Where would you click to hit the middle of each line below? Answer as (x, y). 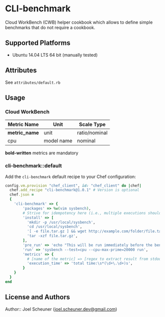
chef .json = (22, 195)
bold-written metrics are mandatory (42, 153)
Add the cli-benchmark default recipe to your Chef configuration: (70, 176)
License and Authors (38, 297)
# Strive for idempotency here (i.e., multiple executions (84, 213)
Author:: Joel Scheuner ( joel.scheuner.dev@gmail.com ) (61, 309)
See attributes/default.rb (33, 82)
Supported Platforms (38, 43)
